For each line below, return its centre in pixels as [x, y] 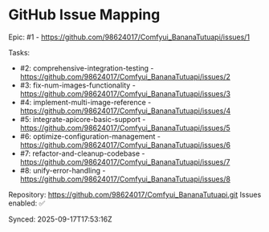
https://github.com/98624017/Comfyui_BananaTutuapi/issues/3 [125, 93]
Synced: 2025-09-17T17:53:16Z [60, 219]
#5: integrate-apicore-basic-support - [83, 119]
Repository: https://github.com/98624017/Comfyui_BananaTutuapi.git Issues [135, 194]
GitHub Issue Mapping [84, 15]
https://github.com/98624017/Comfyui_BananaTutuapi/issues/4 [125, 111]
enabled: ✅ [27, 203]
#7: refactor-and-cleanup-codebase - [82, 153]
